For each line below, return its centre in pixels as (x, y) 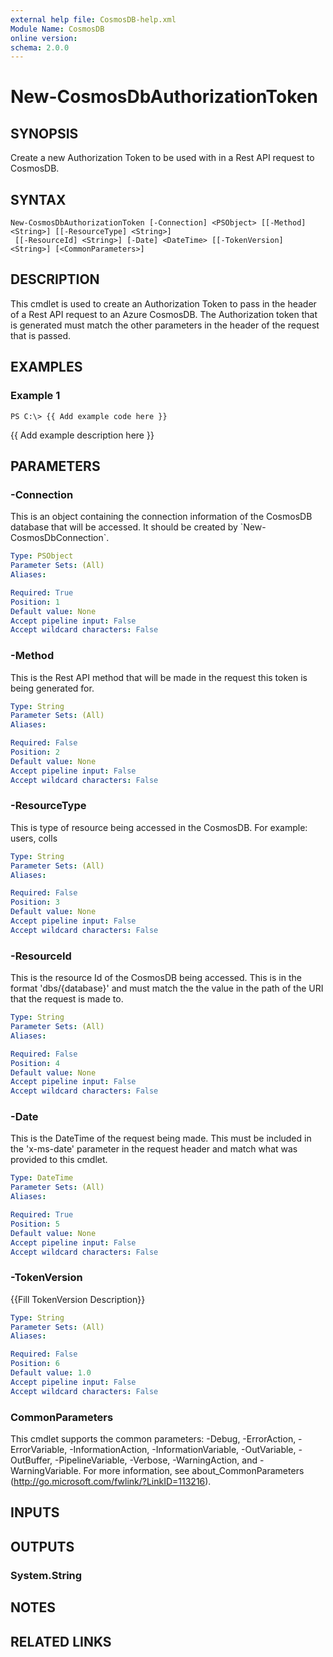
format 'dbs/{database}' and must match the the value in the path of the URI (167, 988)
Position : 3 (35, 902)
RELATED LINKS (61, 1641)
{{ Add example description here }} (82, 435)
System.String (46, 1575)
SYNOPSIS (44, 133)
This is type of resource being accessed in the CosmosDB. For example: (159, 827)
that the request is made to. (67, 999)
